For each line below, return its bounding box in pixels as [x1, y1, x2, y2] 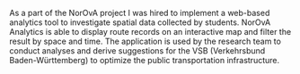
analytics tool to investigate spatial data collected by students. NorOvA [9, 17, 271, 28]
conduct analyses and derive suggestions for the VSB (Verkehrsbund [9, 45, 266, 56]
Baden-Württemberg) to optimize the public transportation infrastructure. [9, 55, 280, 65]
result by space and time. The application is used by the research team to [9, 36, 281, 46]
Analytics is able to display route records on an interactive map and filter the [9, 27, 292, 37]
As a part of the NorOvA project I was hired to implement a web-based [9, 8, 270, 18]
